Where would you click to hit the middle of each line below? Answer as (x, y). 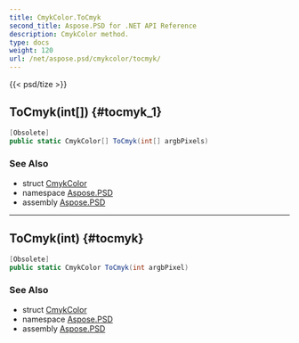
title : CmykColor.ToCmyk (55, 17)
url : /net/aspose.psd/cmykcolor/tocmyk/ (85, 59)
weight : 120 (31, 51)
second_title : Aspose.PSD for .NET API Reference (103, 26)
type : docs (29, 42)
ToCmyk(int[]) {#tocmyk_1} (86, 112)
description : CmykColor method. (69, 34)
